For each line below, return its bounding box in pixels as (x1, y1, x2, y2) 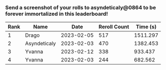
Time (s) (136, 23, 157, 30)
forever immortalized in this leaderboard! (5, 10, 108, 17)
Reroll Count (98, 23, 130, 30)
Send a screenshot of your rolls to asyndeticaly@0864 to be (5, 4, 156, 11)
